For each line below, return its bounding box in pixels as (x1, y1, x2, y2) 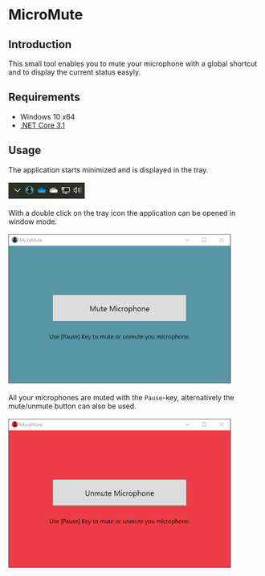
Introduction (8, 38, 72, 51)
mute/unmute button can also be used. (8, 401, 137, 411)
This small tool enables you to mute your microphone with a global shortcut (8, 59, 258, 68)
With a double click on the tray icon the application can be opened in (8, 208, 236, 217)
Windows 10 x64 (19, 112, 75, 121)
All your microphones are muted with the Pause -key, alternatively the (8, 392, 234, 402)
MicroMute (8, 6, 84, 24)
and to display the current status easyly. (8, 67, 141, 77)
